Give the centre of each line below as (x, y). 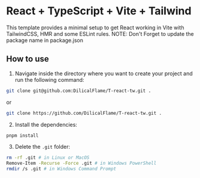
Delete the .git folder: (43, 147)
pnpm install (22, 136)
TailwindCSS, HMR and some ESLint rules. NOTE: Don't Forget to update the (100, 33)
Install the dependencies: (46, 124)
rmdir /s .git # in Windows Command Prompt (61, 169)
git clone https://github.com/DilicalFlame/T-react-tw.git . (84, 113)
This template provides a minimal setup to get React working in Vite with (95, 27)
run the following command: (49, 79)
